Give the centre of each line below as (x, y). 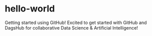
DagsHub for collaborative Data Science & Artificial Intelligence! (71, 27)
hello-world (30, 9)
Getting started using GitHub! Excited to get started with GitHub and (76, 22)
